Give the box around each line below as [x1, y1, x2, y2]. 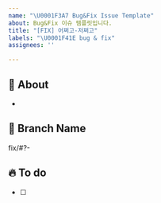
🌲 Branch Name [8, 122, 86, 135]
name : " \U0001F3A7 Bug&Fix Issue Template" [8, 11, 155, 20]
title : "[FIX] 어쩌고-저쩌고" [8, 26, 98, 34]
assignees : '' [8, 41, 56, 49]
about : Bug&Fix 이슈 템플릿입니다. [8, 19, 113, 27]
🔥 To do [8, 166, 47, 180]
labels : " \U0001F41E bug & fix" [8, 33, 115, 42]
